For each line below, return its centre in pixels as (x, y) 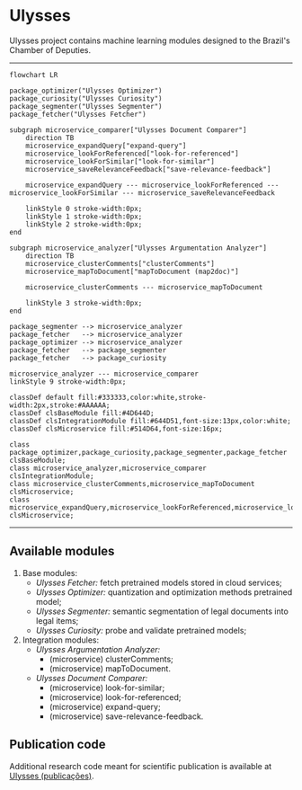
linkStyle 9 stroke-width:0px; (68, 382)
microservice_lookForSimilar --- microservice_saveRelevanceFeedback (142, 193)
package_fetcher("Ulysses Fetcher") (78, 114)
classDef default (42, 397)
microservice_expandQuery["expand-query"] (106, 146)
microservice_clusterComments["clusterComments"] (120, 263)
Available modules (62, 551)
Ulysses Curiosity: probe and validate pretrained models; (141, 630)
